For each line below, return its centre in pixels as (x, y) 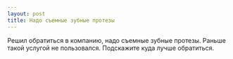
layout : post (26, 14)
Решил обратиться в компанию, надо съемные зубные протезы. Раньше (117, 40)
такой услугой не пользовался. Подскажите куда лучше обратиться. (111, 48)
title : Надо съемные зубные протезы (61, 20)
